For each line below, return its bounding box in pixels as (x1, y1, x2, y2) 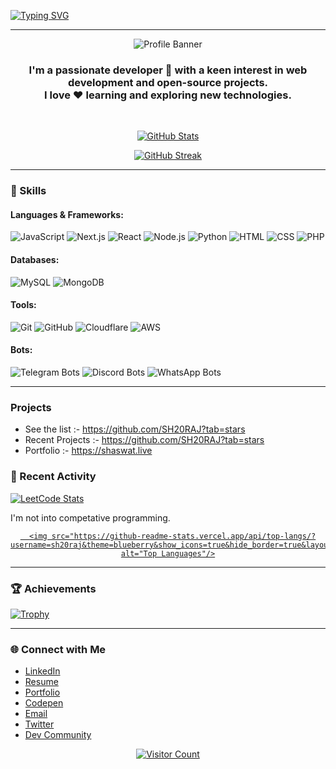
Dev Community (24, 729, 92, 741)
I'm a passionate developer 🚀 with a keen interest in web (28, 63, 308, 77)
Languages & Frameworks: (10, 208, 124, 220)
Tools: (10, 299, 37, 311)
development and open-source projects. (67, 75, 269, 89)
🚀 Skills (10, 184, 47, 198)
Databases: (10, 254, 60, 266)
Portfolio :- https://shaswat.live (24, 445, 153, 457)
